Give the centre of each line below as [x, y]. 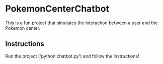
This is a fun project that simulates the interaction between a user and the [81, 23]
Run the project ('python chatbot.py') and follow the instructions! [72, 56]
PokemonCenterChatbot [57, 9]
